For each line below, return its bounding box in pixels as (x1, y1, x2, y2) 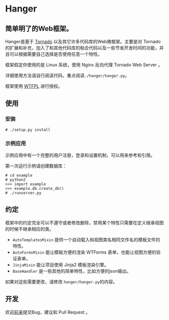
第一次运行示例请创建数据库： (5, 163, 67, 169)
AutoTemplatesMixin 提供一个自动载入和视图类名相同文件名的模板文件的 (12, 237, 160, 243)
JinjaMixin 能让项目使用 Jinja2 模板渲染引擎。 (12, 262, 109, 268)
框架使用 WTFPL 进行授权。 (5, 83, 63, 89)
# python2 (5, 177, 26, 182)
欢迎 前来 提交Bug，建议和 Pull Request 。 (5, 309, 91, 315)
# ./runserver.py (5, 190, 42, 195)
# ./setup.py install (5, 127, 51, 132)
